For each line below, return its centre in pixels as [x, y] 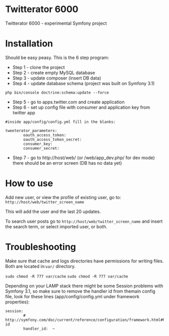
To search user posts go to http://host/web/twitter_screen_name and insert [84, 221]
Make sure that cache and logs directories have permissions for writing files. [84, 261]
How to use [29, 184]
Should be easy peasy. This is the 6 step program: [57, 57]
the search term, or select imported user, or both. [56, 226]
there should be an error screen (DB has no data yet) [67, 163]
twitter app [24, 112]
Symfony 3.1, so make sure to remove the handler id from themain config [80, 291]
